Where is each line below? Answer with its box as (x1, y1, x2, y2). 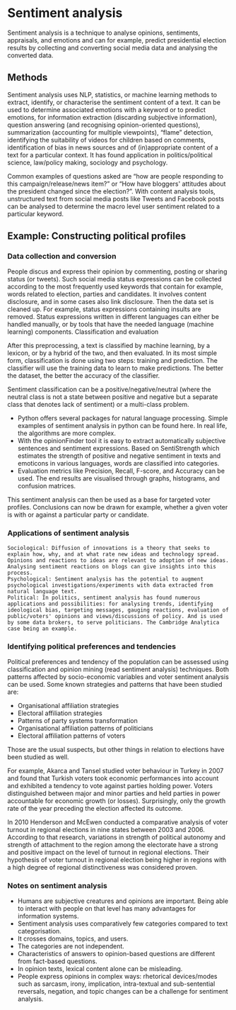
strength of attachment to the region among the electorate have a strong (7, 841, 218, 849)
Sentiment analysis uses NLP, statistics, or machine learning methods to (7, 90, 218, 99)
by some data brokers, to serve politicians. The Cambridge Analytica (7, 619, 220, 626)
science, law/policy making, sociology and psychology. (7, 158, 168, 167)
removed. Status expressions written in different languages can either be (7, 313, 219, 321)
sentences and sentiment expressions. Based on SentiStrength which (17, 444, 220, 453)
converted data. (7, 51, 54, 60)
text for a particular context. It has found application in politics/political (7, 150, 213, 159)
